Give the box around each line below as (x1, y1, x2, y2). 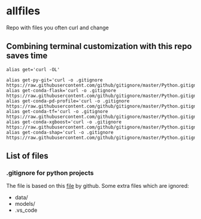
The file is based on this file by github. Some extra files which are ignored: (6, 182, 190, 190)
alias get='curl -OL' (6, 66, 60, 72)
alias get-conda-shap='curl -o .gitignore (6, 129, 114, 135)
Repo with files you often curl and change (6, 24, 109, 31)
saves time (6, 51, 48, 61)
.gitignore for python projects (6, 169, 94, 177)
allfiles (6, 4, 41, 18)
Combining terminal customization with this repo (6, 41, 193, 51)
